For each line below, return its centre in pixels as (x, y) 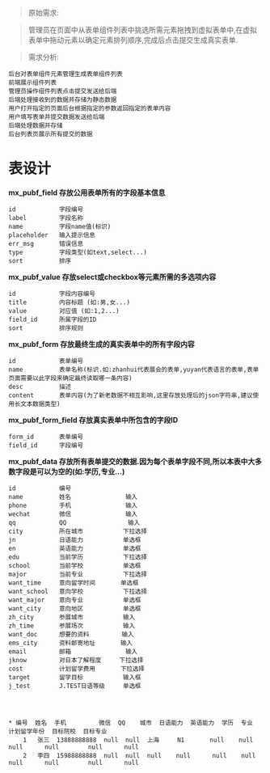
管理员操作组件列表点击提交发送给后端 (63, 91)
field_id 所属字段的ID (53, 319)
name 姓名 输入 (73, 496)
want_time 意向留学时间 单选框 (74, 583)
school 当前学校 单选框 (75, 565)
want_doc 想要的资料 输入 (71, 634)
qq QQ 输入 (74, 522)
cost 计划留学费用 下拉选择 (77, 669)
